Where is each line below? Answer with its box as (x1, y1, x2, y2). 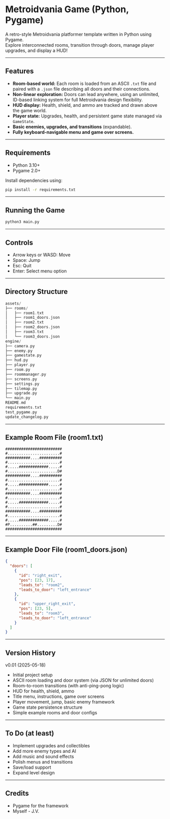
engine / (5, 339, 22, 344)
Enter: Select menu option (12, 268, 67, 274)
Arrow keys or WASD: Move (12, 252, 71, 258)
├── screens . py (5, 376, 37, 382)
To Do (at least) (5, 729, 54, 738)
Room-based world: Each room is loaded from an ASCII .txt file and (12, 80, 157, 86)
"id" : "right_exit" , (18, 573, 62, 578)
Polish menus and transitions (12, 759, 73, 765)
